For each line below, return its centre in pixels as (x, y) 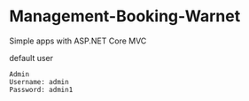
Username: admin (39, 82)
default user (31, 58)
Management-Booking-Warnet (125, 16)
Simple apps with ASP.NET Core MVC (78, 41)
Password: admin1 (41, 89)
